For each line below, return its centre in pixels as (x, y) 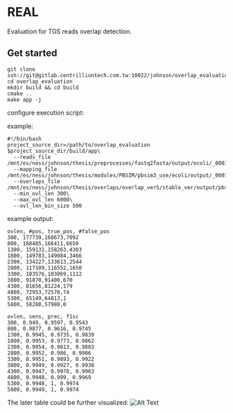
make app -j (24, 99)
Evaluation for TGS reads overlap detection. (69, 31)
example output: (31, 218)
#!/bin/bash (24, 139)
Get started (32, 53)
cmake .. (20, 94)
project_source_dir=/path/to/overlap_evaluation (79, 145)
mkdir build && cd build (43, 88)
